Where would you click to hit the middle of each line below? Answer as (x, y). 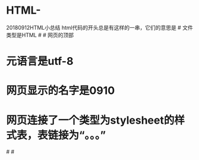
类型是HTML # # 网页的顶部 (40, 35)
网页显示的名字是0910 (61, 91)
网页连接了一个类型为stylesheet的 (90, 120)
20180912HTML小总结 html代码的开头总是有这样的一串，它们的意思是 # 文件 (99, 27)
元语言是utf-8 (40, 62)
